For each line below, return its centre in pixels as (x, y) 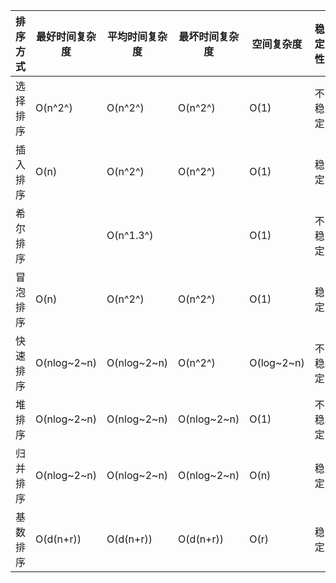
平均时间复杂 (137, 36)
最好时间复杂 (66, 36)
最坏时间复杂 (209, 36)
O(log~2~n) (277, 362)
